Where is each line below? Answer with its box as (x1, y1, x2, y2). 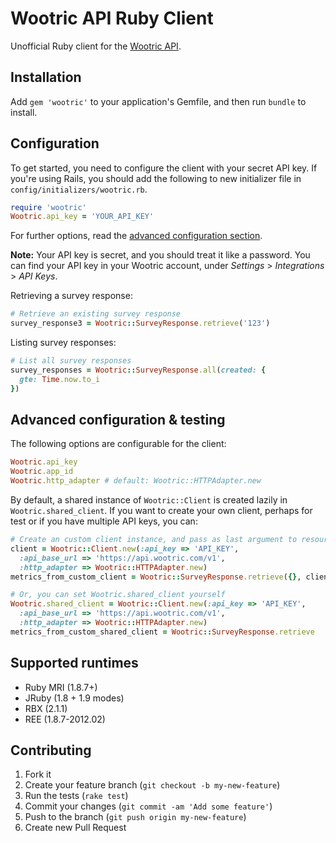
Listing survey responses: (10, 337, 117, 349)
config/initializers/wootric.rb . (10, 183, 148, 195)
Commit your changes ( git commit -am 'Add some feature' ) (24, 800, 273, 812)
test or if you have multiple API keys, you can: (10, 515, 198, 527)
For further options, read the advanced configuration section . (10, 230, 263, 242)
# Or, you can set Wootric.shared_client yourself (10, 590, 226, 600)
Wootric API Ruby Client (10, 7, 214, 30)
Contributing (10, 742, 92, 759)
